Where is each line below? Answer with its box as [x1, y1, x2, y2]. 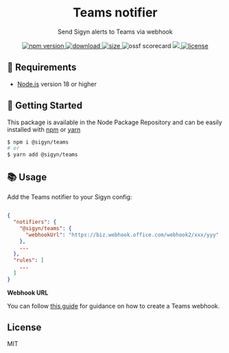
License [7, 321, 42, 334]
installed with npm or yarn [7, 125, 81, 133]
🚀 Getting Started [7, 100, 83, 111]
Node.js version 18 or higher [16, 80, 97, 88]
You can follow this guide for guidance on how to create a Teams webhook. [7, 301, 220, 310]
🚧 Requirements [7, 62, 77, 73]
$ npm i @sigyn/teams [7, 139, 69, 146]
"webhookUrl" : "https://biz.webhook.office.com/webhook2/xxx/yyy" [25, 231, 219, 238]
